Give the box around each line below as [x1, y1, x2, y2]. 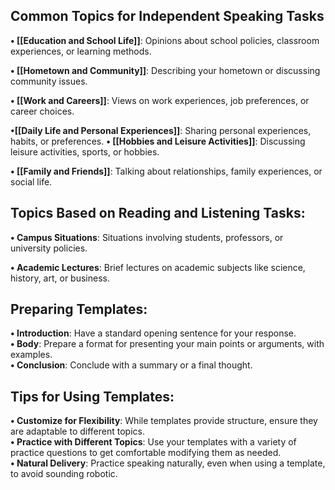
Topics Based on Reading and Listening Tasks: [10, 205, 306, 222]
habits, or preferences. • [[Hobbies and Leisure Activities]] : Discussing [10, 135, 306, 147]
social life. [10, 175, 53, 188]
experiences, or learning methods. [10, 45, 152, 57]
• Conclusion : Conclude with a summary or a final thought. [10, 359, 253, 371]
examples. [10, 349, 53, 361]
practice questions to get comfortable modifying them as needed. [10, 447, 282, 459]
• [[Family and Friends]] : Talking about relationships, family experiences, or [10, 165, 323, 177]
